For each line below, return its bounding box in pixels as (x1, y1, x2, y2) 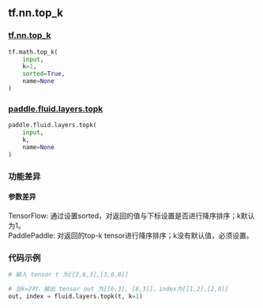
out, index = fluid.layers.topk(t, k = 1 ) (8, 292, 144, 300)
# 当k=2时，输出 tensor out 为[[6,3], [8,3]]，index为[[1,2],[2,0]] (8, 284, 229, 293)
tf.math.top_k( (8, 47, 58, 56)
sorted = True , (22, 70, 66, 78)
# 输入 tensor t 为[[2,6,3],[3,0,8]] (8, 271, 129, 279)
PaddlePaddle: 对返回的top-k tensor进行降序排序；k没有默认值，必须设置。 (8, 231, 254, 240)
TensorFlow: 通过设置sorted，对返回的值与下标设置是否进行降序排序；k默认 (8, 211, 255, 220)
